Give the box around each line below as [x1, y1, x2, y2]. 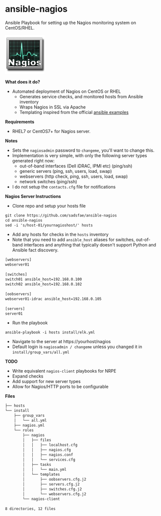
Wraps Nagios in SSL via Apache [19, 104, 86, 110]
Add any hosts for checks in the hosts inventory [12, 231, 109, 237]
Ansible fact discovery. [12, 247, 59, 253]
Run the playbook [12, 320, 48, 326]
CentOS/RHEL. [5, 25, 35, 30]
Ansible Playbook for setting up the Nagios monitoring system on [5, 20, 136, 26]
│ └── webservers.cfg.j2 [23, 491, 87, 496]
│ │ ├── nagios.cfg [23, 447, 71, 452]
